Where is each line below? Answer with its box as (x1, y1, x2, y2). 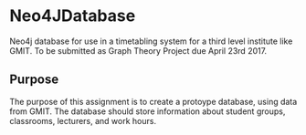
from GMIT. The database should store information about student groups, (9, 106, 286, 117)
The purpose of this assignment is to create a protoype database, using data (9, 96, 298, 107)
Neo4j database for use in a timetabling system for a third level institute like (9, 36, 293, 47)
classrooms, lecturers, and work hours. (9, 115, 157, 126)
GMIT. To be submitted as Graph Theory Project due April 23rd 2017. (9, 45, 268, 56)
